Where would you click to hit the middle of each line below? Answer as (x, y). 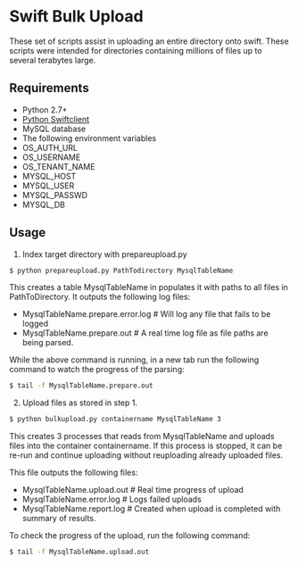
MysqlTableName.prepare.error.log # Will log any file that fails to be (146, 314)
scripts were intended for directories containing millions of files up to (136, 50)
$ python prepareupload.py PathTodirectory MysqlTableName (121, 270)
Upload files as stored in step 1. (80, 403)
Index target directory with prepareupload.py (104, 254)
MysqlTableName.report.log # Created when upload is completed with (151, 509)
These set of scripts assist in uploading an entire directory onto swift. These (149, 41)
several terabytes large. (53, 60)
